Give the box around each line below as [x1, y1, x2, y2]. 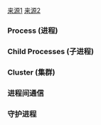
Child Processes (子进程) [7, 46, 95, 56]
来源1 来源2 [7, 6, 41, 14]
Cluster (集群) [7, 67, 55, 77]
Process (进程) [7, 26, 58, 36]
